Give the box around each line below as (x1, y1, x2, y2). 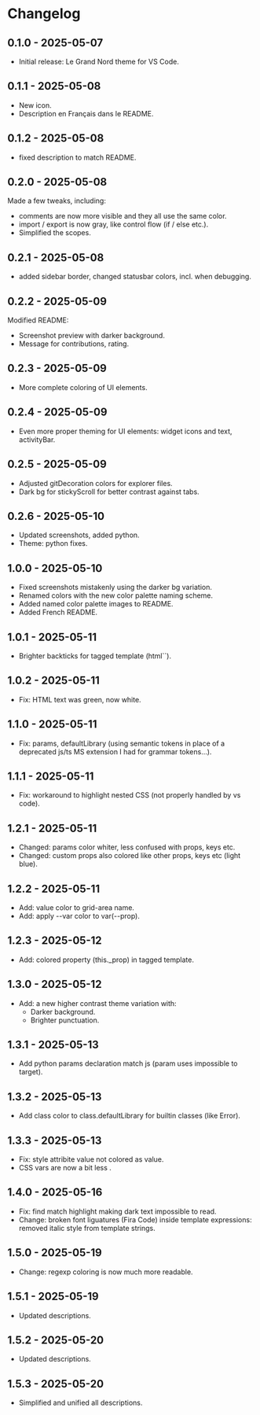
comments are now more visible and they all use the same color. (18, 212, 227, 221)
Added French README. (18, 607, 98, 617)
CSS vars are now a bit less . (18, 1163, 112, 1173)
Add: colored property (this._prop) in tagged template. (18, 955, 194, 964)
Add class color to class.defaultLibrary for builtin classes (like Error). (18, 1111, 241, 1121)
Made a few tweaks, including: (7, 196, 107, 205)
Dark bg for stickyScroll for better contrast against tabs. (18, 487, 200, 496)
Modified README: (7, 315, 69, 325)
